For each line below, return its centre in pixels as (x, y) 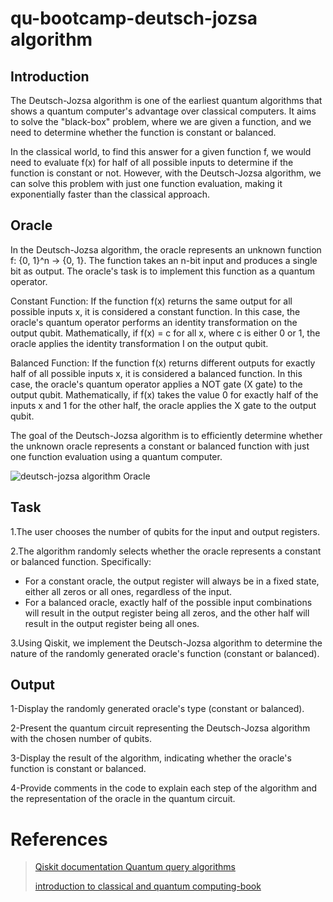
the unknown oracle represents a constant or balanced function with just (160, 446)
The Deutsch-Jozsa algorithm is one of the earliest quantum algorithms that (166, 100)
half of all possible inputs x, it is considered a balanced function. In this (156, 373)
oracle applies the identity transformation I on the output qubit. (139, 343)
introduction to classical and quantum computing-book (148, 886)
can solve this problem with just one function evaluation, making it (146, 183)
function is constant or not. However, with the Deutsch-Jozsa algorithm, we (166, 173)
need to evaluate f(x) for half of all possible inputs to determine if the (152, 162)
